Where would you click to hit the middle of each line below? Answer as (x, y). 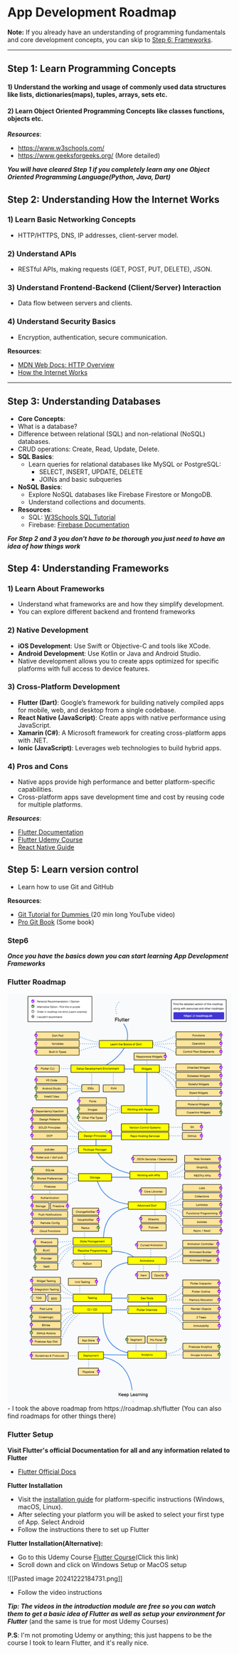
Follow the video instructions (60, 1592)
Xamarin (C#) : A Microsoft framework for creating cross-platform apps (122, 733)
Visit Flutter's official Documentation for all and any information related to (119, 1450)
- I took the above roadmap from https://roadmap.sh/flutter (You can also (115, 1409)
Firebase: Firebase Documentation (79, 524)
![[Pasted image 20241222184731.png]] (65, 1578)
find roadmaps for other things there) (62, 1416)
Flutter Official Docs (47, 1472)
